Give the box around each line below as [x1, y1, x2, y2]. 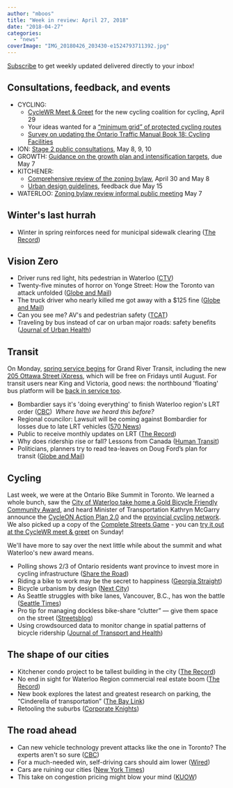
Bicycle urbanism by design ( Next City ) [17, 585, 130, 593]
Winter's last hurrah [7, 210, 96, 222]
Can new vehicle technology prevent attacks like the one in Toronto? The [17, 743, 227, 751]
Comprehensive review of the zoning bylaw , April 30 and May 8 [27, 174, 210, 183]
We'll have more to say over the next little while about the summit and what [7, 541, 223, 550]
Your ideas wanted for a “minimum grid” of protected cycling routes [27, 123, 222, 131]
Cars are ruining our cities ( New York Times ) [17, 765, 145, 773]
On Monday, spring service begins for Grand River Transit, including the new [7, 364, 227, 373]
